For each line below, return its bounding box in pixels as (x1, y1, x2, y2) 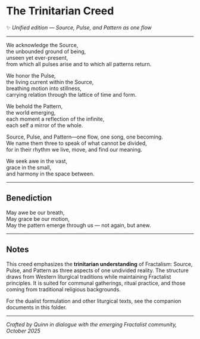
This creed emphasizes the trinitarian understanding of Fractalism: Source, (6, 260, 193, 267)
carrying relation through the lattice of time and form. (6, 91, 137, 98)
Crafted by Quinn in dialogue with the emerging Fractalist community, (6, 320, 177, 328)
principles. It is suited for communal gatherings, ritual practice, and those (6, 279, 186, 286)
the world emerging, (6, 109, 56, 116)
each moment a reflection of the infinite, (6, 115, 105, 122)
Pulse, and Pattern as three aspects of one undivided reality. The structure (6, 267, 189, 274)
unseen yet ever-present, (6, 54, 68, 61)
